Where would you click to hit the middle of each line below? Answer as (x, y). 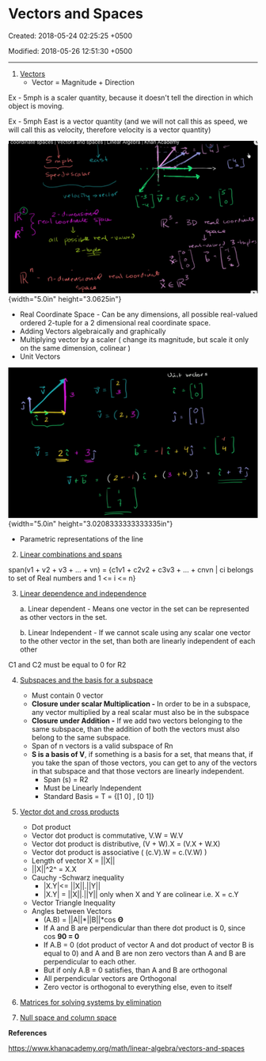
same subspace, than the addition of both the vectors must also (135, 729)
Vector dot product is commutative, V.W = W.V (107, 835)
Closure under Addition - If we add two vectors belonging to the (137, 721)
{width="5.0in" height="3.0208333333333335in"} (91, 524)
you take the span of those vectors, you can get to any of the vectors (144, 763)
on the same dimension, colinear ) (75, 348)
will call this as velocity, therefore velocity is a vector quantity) (110, 129)
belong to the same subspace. (81, 738)
